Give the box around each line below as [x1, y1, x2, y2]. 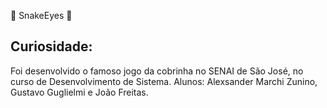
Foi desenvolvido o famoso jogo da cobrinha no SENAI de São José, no [10, 65, 304, 77]
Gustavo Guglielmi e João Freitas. [10, 86, 149, 98]
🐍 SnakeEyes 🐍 [10, 10, 73, 21]
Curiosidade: [10, 38, 93, 55]
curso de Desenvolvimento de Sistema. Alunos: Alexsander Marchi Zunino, [10, 75, 318, 87]
